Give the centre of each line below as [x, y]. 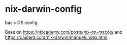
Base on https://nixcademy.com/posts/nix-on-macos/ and [64, 32]
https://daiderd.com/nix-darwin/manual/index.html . [58, 37]
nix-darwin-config [44, 9]
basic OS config [21, 22]
